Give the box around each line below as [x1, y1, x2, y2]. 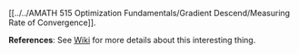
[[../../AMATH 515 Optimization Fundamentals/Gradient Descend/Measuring [8, 8, 291, 18]
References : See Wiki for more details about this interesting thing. [8, 35, 256, 45]
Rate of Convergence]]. [8, 17, 96, 28]
